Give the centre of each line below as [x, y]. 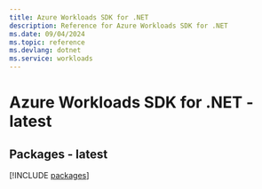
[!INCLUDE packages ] [49, 175]
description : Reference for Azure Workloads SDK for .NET [119, 26]
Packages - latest [59, 154]
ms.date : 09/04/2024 [48, 34]
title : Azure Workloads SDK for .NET [79, 17]
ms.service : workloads [51, 59]
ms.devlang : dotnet [45, 51]
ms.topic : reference [48, 42]
